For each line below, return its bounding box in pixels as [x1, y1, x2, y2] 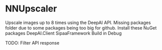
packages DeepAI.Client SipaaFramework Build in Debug [5, 30, 122, 36]
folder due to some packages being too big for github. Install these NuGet [5, 24, 157, 30]
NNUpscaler [5, 3, 57, 14]
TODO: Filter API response [5, 39, 59, 45]
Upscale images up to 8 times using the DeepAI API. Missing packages [5, 19, 151, 25]
